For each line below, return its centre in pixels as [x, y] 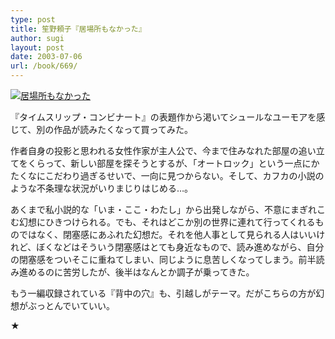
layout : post [37, 47]
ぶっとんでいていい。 [71, 305]
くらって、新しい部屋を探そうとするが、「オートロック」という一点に [169, 163]
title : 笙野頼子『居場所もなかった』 [78, 29]
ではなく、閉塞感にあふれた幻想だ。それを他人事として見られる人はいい [167, 234]
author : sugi [37, 38]
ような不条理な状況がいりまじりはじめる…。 [102, 188]
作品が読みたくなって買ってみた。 [123, 129]
